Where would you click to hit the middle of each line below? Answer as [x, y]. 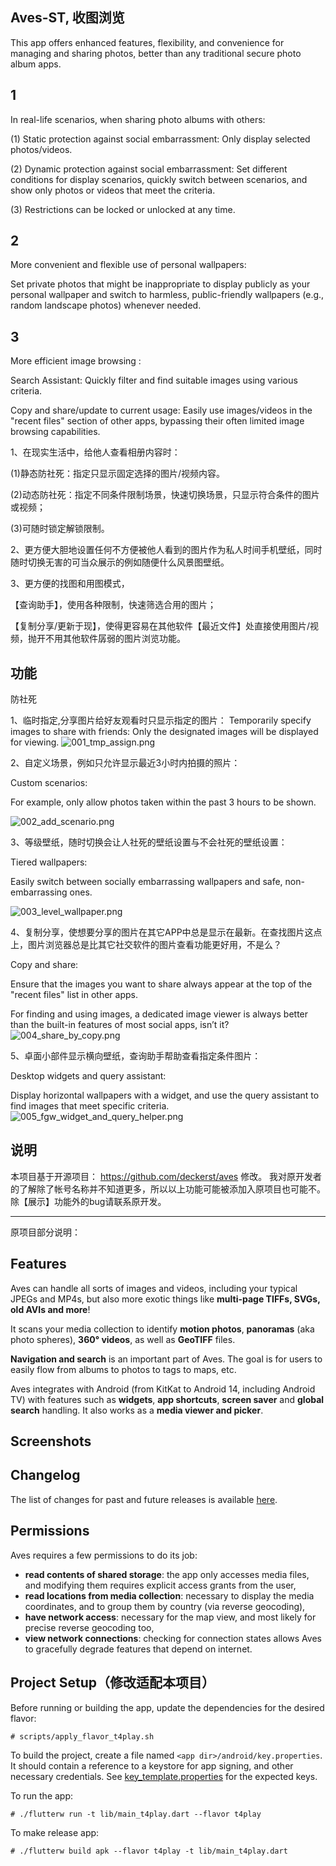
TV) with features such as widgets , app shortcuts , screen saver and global [167, 1399]
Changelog [45, 1475]
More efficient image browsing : [76, 361]
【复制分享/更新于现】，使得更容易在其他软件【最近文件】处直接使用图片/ [160, 626]
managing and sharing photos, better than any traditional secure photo [156, 53]
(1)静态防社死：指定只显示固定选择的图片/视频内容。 [117, 474]
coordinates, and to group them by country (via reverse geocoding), [165, 1606]
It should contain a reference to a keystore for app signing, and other [152, 1765]
